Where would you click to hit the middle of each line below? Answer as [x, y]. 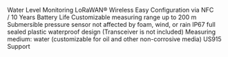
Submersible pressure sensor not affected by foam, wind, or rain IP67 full [111, 24]
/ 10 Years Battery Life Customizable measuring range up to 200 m [102, 17]
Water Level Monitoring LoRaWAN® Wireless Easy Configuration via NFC [111, 10]
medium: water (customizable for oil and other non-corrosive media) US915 [115, 39]
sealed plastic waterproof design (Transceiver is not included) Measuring [112, 32]
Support [19, 46]
